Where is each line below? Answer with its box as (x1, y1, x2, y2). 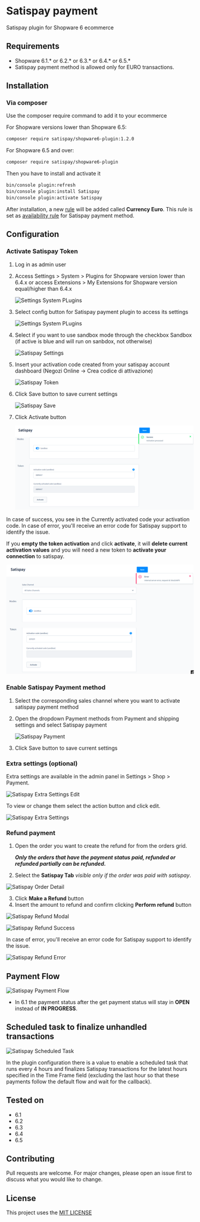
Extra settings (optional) (6, 759, 78, 768)
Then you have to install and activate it (6, 170, 101, 177)
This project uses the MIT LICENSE (6, 1209, 92, 1216)
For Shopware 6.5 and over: (6, 147, 74, 154)
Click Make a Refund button (14, 895, 85, 902)
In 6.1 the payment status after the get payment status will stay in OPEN (14, 999, 190, 1006)
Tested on (6, 1095, 44, 1106)
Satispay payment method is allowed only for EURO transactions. (14, 63, 174, 70)
